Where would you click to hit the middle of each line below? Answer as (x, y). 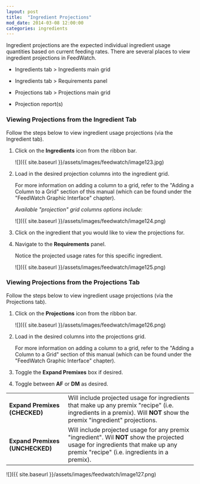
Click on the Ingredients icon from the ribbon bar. (76, 150)
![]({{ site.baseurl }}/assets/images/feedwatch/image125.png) (90, 267)
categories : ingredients (37, 28)
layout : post (22, 12)
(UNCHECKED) (31, 448)
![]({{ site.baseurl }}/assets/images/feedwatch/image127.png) (81, 474)
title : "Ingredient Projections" (49, 17)
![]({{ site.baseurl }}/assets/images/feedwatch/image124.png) (90, 221)
